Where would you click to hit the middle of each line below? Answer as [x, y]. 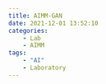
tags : [17, 53]
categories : [28, 30]
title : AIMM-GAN [35, 16]
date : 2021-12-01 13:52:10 [53, 23]
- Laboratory [45, 68]
